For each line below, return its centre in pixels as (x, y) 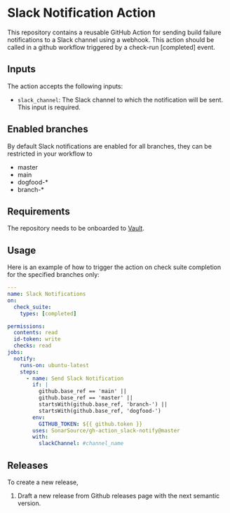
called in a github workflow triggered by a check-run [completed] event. (111, 47)
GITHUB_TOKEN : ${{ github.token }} (90, 424)
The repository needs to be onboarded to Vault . (76, 228)
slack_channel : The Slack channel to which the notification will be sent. (120, 100)
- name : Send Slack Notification (75, 378)
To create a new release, (43, 482)
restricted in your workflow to (50, 153)
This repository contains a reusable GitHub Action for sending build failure (114, 32)
